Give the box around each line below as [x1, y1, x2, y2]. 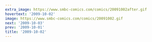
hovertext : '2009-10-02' [5, 12, 56, 16]
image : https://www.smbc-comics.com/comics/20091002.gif [5, 16, 123, 21]
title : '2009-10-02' [5, 29, 47, 34]
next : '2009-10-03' [5, 20, 45, 26]
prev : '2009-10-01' [5, 25, 45, 30]
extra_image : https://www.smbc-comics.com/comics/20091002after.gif [5, 7, 147, 12]
